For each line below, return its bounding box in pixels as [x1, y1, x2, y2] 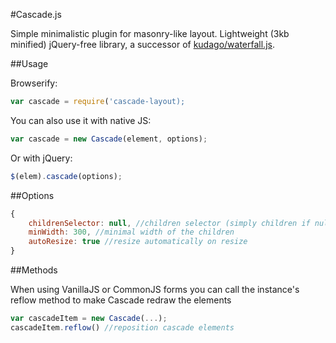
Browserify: [10, 77, 58, 89]
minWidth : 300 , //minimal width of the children [28, 227, 235, 238]
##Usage [10, 58, 49, 69]
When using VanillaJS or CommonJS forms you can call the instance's [10, 284, 300, 295]
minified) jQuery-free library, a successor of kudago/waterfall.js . [10, 39, 275, 50]
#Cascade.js [10, 9, 62, 20]
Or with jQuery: [10, 152, 73, 164]
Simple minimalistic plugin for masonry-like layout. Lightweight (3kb [10, 28, 290, 39]
